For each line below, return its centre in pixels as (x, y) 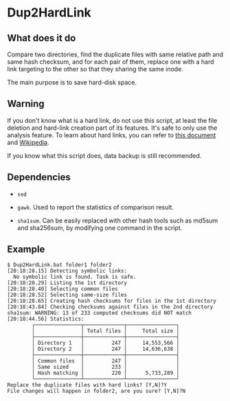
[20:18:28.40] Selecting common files (62, 289)
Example (26, 250)
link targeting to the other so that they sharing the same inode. (95, 69)
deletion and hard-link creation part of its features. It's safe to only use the (112, 128)
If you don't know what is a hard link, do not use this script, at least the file (112, 120)
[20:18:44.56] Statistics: (46, 319)
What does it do (42, 38)
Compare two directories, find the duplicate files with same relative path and (115, 54)
